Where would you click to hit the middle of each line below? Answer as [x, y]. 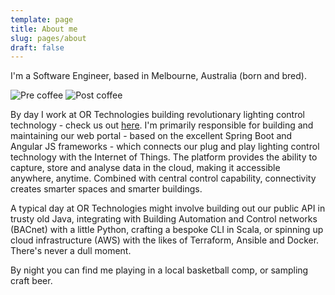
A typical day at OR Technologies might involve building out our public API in [168, 208]
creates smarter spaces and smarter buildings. [106, 189]
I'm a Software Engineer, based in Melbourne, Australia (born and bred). [158, 76]
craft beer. [31, 281]
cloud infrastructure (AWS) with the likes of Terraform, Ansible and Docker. [165, 240]
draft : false [37, 47]
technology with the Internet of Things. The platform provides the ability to [164, 157]
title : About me [44, 29]
